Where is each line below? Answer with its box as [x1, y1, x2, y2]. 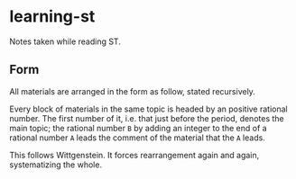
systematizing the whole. [9, 159, 102, 170]
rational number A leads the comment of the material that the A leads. [9, 132, 266, 143]
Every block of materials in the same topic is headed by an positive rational [9, 103, 288, 114]
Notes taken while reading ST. [9, 36, 122, 47]
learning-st [9, 6, 96, 27]
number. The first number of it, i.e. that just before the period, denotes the [9, 112, 284, 123]
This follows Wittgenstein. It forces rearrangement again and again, [9, 149, 260, 160]
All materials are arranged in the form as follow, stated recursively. [9, 85, 255, 96]
